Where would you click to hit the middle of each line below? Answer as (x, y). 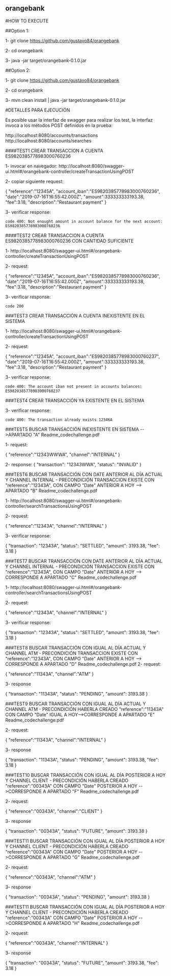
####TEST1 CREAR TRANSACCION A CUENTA (54, 150)
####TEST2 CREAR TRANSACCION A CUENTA (55, 235)
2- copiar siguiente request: (34, 181)
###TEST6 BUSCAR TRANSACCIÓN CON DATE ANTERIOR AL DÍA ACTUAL (84, 474)
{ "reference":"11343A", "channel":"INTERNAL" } (56, 740)
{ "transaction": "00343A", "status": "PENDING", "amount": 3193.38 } (78, 897)
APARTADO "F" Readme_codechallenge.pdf (93, 791)
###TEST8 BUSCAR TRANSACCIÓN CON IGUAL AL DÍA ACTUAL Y (76, 647)
